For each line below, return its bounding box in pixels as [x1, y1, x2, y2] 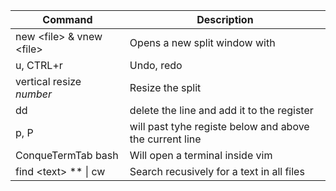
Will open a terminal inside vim [129, 149, 273, 162]
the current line [129, 132, 202, 146]
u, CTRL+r [15, 59, 63, 72]
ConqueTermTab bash [15, 149, 119, 162]
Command [42, 13, 93, 26]
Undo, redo [129, 59, 183, 72]
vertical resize [15, 75, 82, 88]
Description [196, 13, 254, 26]
